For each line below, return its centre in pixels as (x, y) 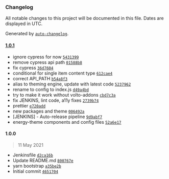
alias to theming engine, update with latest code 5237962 (72, 84)
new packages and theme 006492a (49, 111)
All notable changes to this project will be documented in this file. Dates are (85, 18)
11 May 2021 (30, 145)
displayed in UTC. (24, 24)
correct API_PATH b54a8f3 (40, 78)
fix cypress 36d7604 (33, 68)
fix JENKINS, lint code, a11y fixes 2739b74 (56, 100)
